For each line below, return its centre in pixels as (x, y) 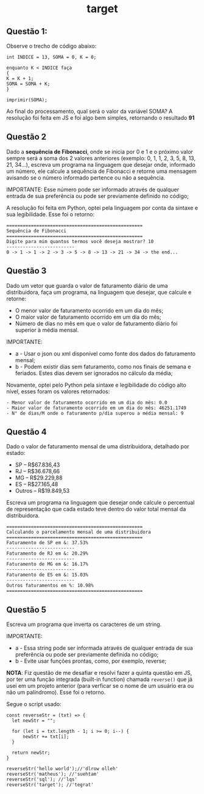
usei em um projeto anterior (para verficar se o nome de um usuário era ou (100, 686)
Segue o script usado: (34, 704)
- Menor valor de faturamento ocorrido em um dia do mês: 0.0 (87, 402)
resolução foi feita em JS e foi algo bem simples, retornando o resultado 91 (100, 118)
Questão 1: (27, 31)
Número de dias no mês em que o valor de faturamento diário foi (96, 323)
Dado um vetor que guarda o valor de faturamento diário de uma (87, 285)
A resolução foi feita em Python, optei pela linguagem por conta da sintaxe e (102, 208)
